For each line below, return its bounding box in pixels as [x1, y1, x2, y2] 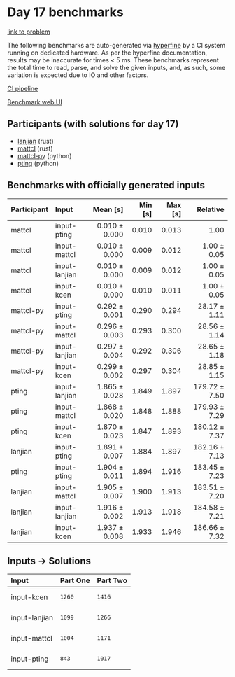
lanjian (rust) [17, 137, 54, 145]
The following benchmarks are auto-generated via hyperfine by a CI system [7, 41, 226, 49]
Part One [59, 575, 90, 585]
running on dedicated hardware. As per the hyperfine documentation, [7, 48, 208, 57]
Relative [197, 204, 225, 214]
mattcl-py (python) [17, 151, 72, 160]
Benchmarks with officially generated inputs [7, 179, 205, 191]
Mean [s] [92, 204, 124, 214]
